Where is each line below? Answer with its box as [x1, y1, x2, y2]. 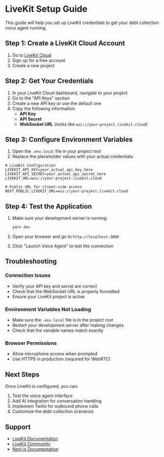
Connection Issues [5, 272, 51, 279]
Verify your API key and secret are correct [12, 283, 97, 289]
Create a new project [12, 62, 55, 68]
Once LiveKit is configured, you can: [5, 383, 78, 389]
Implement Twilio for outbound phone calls [12, 403, 99, 409]
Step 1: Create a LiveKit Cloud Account [5, 39, 125, 48]
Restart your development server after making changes [12, 323, 124, 328]
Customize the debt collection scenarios [12, 408, 94, 414]
